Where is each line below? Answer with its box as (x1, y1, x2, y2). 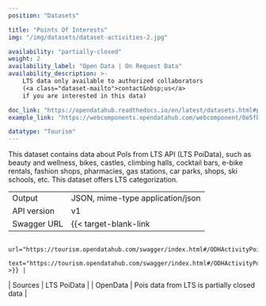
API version (12, 205, 55, 216)
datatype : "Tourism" (8, 128, 77, 136)
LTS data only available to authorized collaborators (22, 77, 203, 85)
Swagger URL (12, 219, 63, 230)
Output (12, 193, 38, 204)
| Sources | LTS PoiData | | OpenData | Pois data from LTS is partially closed (8, 281, 256, 290)
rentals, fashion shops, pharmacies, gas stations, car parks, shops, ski (8, 166, 237, 176)
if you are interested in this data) (22, 92, 147, 100)
